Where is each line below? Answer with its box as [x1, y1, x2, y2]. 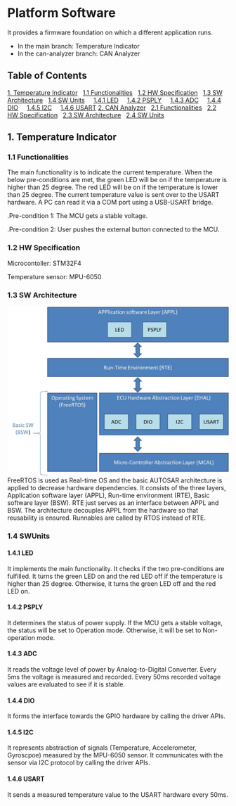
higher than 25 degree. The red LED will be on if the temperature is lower [7, 183, 218, 191]
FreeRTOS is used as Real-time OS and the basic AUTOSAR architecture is [7, 476, 223, 485]
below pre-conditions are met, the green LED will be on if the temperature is [7, 176, 227, 184]
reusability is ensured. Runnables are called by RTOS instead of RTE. [7, 513, 206, 522]
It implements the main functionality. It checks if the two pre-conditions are [7, 564, 225, 572]
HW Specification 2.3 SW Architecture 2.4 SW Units [7, 110, 164, 119]
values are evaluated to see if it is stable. [7, 680, 125, 689]
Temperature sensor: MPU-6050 [7, 272, 102, 281]
